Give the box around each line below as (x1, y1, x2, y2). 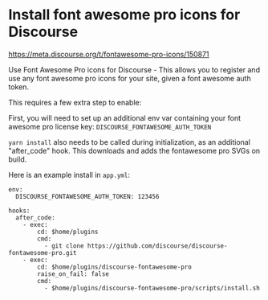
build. (8, 154, 27, 164)
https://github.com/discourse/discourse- (87, 241, 228, 250)
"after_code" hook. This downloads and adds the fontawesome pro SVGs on (8, 146, 261, 155)
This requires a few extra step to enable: (8, 97, 142, 107)
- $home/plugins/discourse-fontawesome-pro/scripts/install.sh (43, 284, 261, 292)
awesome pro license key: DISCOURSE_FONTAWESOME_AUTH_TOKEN (8, 121, 212, 131)
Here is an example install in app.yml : (8, 170, 131, 179)
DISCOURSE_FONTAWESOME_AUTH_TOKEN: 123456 (15, 192, 160, 200)
